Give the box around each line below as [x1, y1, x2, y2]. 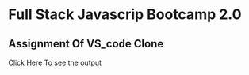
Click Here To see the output [8, 58, 102, 67]
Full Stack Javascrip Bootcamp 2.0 [8, 6, 242, 24]
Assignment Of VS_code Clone [8, 37, 164, 51]
